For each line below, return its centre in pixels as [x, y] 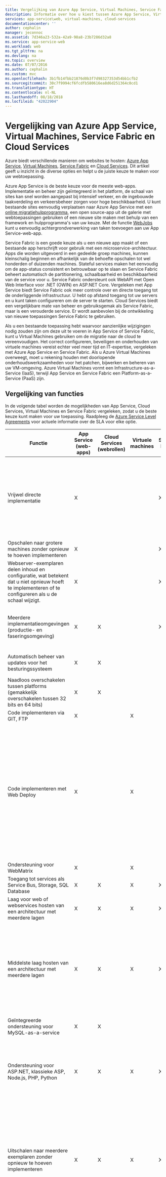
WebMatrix [20, 871]
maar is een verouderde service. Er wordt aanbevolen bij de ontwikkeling [79, 311]
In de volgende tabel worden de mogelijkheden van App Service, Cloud [78, 406]
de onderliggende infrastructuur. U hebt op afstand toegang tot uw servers [81, 295]
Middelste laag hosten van [38, 963]
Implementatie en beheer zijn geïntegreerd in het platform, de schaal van [79, 191]
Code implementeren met [37, 789]
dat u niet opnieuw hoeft [36, 582]
